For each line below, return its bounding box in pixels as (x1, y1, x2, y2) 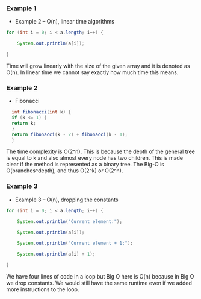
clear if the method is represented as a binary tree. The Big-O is (6, 161, 164, 168)
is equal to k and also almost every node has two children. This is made (6, 154, 184, 162)
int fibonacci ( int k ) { (11, 109, 71, 115)
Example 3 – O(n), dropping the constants (14, 196, 119, 203)
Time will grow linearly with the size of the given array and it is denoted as (6, 62, 191, 69)
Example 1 (6, 4, 37, 13)
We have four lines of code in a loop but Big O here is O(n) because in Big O (6, 273, 194, 280)
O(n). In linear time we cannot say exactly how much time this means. (6, 68, 179, 76)
